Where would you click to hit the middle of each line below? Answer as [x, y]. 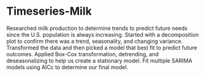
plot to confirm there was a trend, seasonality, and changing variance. [95, 41]
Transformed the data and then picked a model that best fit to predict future [102, 48]
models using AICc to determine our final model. [67, 67]
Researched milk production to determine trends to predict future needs [97, 28]
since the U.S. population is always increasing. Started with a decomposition [102, 34]
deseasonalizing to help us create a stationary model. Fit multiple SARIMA [99, 61]
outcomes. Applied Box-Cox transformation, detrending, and [83, 54]
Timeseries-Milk [49, 11]
